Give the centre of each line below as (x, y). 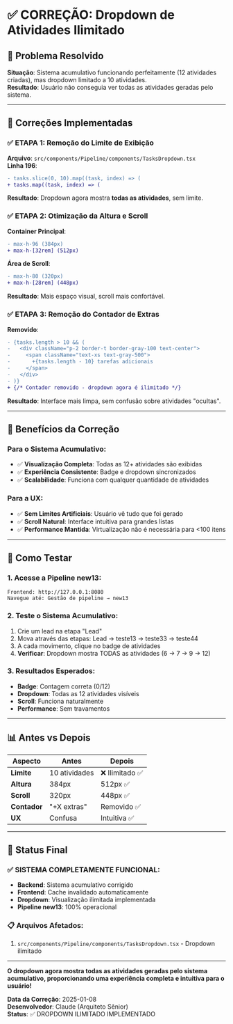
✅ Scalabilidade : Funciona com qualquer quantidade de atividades (113, 480)
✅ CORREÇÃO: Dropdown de (91, 15)
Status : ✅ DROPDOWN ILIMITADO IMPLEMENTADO (81, 1014)
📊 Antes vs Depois (49, 738)
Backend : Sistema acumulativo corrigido (75, 885)
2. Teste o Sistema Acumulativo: (63, 616)
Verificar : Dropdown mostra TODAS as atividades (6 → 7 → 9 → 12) (114, 653)
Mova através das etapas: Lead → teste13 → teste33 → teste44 (108, 638)
